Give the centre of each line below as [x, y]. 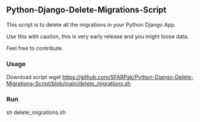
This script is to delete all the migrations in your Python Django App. [91, 24]
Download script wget [34, 77]
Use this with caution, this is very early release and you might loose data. [98, 36]
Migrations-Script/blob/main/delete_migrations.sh [68, 84]
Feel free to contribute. [35, 48]
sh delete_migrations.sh [36, 112]
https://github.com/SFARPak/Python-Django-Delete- [128, 77]
